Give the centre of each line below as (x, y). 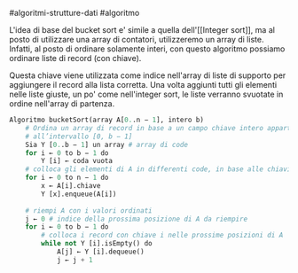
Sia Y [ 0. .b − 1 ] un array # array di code (107, 144)
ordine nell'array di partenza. (62, 104)
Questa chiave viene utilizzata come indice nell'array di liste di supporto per (148, 75)
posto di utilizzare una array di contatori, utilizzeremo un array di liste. (137, 39)
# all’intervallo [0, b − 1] (79, 136)
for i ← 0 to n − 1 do (67, 178)
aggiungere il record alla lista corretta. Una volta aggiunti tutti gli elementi (143, 85)
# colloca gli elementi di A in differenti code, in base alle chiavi (158, 169)
